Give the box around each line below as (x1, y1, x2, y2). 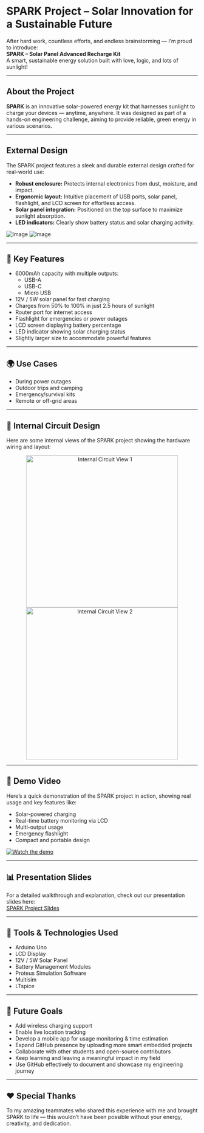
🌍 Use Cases (6, 358, 58, 369)
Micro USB (24, 289, 52, 296)
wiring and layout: (6, 443, 52, 450)
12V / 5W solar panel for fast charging (15, 296, 110, 303)
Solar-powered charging (15, 811, 76, 818)
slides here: (6, 898, 35, 905)
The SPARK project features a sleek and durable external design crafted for (6, 161, 194, 169)
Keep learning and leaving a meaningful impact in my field (15, 1055, 161, 1062)
